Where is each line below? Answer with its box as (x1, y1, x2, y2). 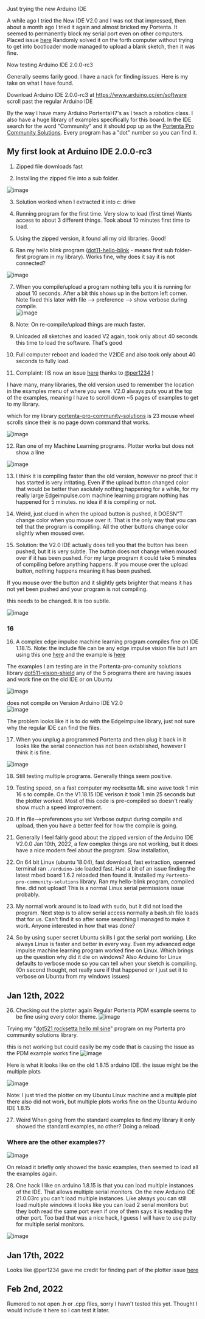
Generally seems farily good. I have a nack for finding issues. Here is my (7, 73, 189, 80)
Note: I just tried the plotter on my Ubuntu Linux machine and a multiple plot (7, 1091, 197, 1098)
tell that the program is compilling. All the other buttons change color (15, 523, 188, 530)
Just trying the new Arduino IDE (7, 5, 87, 12)
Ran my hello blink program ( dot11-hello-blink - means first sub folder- (15, 246, 192, 253)
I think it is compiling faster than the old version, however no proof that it (15, 472, 198, 479)
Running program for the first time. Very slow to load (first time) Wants (15, 210, 192, 217)
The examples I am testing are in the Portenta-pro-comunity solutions (7, 663, 182, 670)
